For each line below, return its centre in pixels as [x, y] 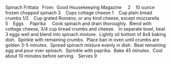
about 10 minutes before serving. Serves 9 [51, 56]
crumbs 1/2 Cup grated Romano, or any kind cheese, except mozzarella [82, 18]
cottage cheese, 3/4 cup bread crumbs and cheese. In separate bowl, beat [85, 29]
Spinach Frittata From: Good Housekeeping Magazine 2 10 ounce [80, 7]
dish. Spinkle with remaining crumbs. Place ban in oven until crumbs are [82, 40]
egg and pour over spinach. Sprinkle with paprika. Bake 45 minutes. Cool [84, 51]
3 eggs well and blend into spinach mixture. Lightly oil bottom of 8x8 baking [86, 34]
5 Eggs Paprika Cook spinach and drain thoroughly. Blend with [79, 23]
